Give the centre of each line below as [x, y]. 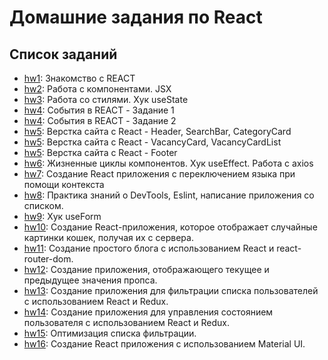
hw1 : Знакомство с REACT [79, 78]
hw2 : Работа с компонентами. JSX [97, 89]
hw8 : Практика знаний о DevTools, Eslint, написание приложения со [169, 195]
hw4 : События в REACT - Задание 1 [99, 110]
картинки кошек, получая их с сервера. [108, 237]
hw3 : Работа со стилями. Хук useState [106, 99]
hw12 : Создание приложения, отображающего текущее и [146, 269]
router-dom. [48, 259]
